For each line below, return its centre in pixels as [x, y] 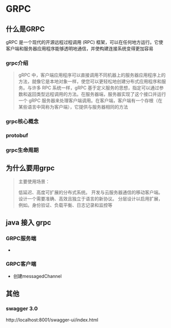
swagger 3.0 [22, 309]
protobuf [17, 136]
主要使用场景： [34, 181]
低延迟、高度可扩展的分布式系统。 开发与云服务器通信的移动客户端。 [90, 192]
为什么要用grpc [30, 168]
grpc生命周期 [22, 150]
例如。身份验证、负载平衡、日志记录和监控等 [65, 205]
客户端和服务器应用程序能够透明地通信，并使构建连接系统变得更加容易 [80, 48]
